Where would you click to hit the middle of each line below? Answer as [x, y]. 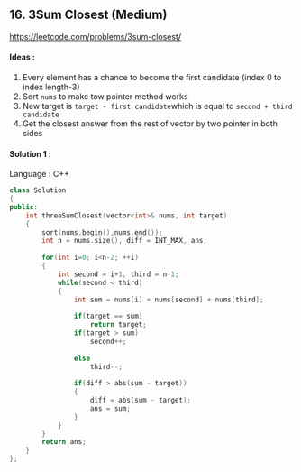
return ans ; [64, 442]
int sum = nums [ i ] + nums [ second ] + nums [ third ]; [169, 300]
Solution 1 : [30, 153]
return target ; [118, 325]
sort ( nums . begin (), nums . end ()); [103, 232]
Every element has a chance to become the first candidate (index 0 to [152, 78]
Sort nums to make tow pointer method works [105, 97]
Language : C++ [40, 174]
